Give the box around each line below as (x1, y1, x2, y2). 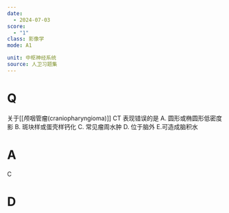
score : (7, 23, 26, 30)
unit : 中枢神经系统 (7, 54, 57, 62)
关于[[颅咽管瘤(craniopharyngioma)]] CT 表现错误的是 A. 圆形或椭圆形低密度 (7, 114, 223, 122)
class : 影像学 (7, 36, 45, 43)
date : (7, 10, 23, 17)
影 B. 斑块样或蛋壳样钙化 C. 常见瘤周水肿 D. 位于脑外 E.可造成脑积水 (7, 122, 198, 131)
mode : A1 (7, 42, 32, 49)
